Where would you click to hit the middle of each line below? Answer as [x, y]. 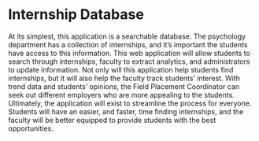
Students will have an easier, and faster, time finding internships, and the [126, 111]
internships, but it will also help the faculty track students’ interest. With [124, 78]
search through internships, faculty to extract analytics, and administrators [129, 61]
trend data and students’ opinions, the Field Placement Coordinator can [124, 86]
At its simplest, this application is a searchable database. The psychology [127, 36]
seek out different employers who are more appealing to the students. [121, 95]
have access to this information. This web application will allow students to [129, 53]
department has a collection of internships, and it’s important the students [128, 44]
